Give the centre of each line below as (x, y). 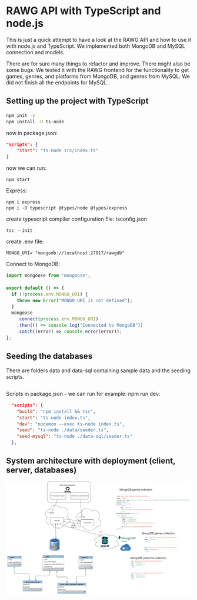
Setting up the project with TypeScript (77, 101)
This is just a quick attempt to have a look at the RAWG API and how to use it (99, 40)
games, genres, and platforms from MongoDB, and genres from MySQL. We (98, 76)
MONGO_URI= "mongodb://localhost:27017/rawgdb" (66, 253)
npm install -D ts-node (35, 122)
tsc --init (19, 231)
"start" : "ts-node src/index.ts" (58, 151)
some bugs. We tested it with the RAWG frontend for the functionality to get (98, 70)
